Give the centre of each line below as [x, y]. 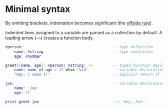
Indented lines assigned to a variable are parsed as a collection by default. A [84, 32]
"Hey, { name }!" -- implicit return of [87, 75]
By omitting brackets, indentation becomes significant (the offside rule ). [79, 23]
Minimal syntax [38, 9]
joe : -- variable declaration [85, 84]
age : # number [28, 56]
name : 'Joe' [26, 88]
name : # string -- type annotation [84, 52]
